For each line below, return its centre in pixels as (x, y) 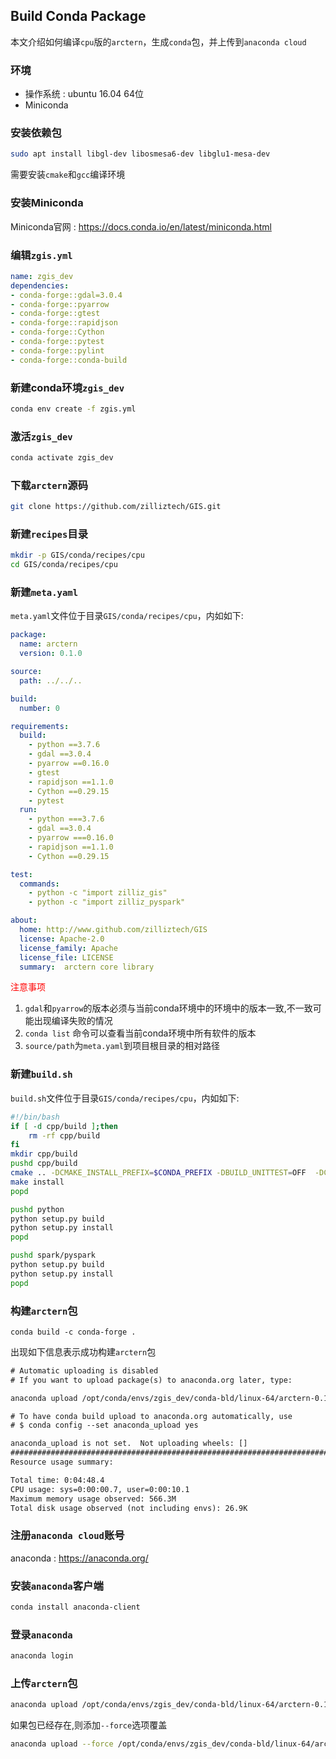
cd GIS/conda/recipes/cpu (64, 565)
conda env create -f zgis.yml (73, 409)
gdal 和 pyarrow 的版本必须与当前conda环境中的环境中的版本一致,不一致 (168, 1008)
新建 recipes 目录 (49, 534)
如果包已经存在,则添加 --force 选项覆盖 (89, 1725)
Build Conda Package (78, 16)
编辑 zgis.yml (41, 255)
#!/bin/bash (35, 1117)
